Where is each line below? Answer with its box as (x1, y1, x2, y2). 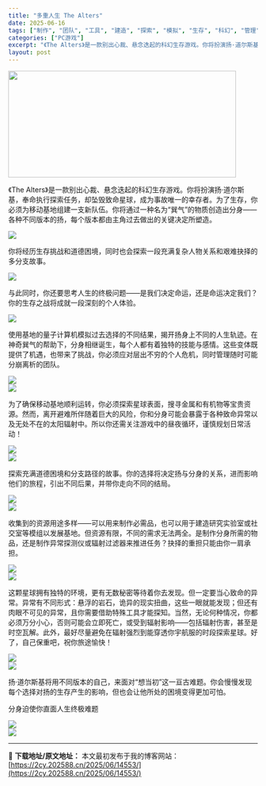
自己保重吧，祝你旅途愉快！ (21, 638, 112, 647)
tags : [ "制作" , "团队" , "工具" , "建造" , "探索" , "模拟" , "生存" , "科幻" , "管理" (8, 26, 260, 34)
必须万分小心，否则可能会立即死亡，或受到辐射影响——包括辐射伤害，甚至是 (8, 618, 258, 627)
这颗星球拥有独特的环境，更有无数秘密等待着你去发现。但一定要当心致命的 (8, 588, 251, 597)
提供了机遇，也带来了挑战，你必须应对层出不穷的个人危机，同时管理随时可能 (8, 350, 258, 359)
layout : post (8, 48, 51, 56)
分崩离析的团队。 (8, 360, 64, 369)
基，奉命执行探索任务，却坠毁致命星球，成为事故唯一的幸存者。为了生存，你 (8, 195, 258, 204)
